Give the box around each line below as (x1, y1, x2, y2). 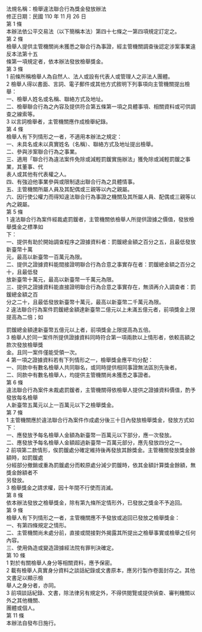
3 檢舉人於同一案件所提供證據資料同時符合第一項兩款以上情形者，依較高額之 (6, 334, 195, 341)
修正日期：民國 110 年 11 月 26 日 (6, 13, 87, 20)
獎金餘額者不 (6, 469, 38, 476)
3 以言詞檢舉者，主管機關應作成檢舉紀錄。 (6, 118, 111, 125)
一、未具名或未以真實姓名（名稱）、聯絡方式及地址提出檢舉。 (6, 141, 156, 147)
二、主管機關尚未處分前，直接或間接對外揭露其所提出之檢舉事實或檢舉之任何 (6, 529, 196, 536)
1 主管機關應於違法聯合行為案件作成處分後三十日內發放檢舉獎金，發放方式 (6, 417, 189, 423)
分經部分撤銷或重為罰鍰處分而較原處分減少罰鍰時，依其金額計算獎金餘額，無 (6, 462, 196, 468)
